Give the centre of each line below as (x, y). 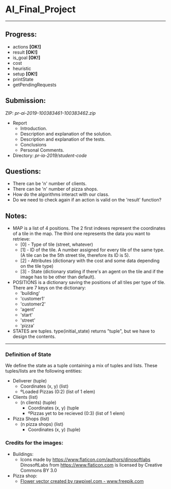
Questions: (23, 171)
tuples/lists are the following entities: (44, 371)
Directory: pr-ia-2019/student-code (50, 155)
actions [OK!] (27, 46)
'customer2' (33, 304)
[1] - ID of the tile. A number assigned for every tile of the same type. (92, 250)
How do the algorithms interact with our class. (61, 194)
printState (23, 79)
